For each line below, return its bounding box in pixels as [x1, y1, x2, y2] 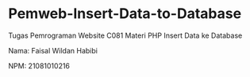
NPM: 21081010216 [8, 60, 70, 71]
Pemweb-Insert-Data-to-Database [8, 5, 242, 23]
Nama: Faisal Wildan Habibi [8, 46, 98, 55]
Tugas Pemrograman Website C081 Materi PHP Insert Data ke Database [8, 31, 243, 40]
